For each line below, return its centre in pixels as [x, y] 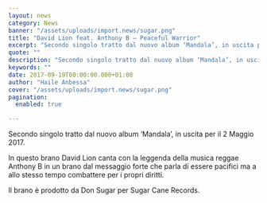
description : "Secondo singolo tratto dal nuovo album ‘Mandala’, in [126, 61]
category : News [33, 23]
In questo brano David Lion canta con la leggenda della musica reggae [124, 158]
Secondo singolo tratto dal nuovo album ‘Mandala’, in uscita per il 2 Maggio [131, 134]
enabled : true [39, 104]
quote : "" [25, 53]
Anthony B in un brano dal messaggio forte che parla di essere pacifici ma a [132, 166]
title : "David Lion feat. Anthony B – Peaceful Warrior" [104, 38]
